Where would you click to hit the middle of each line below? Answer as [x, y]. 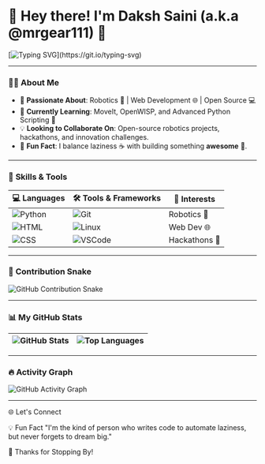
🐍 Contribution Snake [50, 271]
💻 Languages [39, 198]
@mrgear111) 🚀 [57, 33]
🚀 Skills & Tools [38, 177]
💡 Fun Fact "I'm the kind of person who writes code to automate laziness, [127, 428]
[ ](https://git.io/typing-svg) [75, 54]
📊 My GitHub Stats [45, 317]
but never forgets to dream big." [60, 436]
